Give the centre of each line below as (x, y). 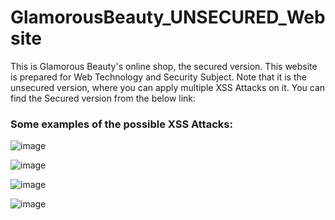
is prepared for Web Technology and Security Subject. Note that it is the (158, 77)
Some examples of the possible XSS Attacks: (121, 124)
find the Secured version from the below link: (103, 98)
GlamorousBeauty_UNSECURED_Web (168, 17)
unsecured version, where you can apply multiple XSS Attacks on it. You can (168, 87)
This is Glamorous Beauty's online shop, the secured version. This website (164, 66)
